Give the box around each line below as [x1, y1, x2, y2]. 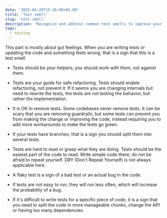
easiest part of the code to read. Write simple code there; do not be [12, 151, 151, 157]
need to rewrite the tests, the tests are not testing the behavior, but [12, 91, 150, 96]
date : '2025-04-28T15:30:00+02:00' [5, 7, 79, 13]
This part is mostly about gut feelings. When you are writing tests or [5, 45, 145, 50]
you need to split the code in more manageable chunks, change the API [12, 202, 160, 208]
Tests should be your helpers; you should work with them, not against [12, 65, 156, 71]
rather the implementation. [12, 96, 67, 102]
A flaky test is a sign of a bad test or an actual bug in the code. [12, 172, 141, 178]
